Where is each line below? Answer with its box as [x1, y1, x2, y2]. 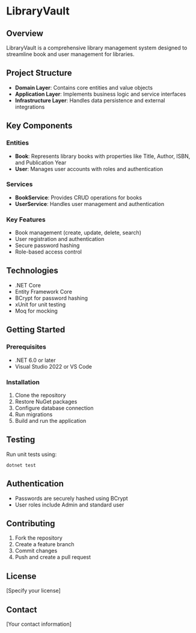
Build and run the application [14, 417, 87, 424]
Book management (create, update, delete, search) [14, 229, 142, 236]
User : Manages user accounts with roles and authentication [14, 165, 164, 172]
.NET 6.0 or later [14, 357, 56, 364]
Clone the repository [14, 391, 66, 399]
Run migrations [14, 411, 53, 418]
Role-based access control [14, 248, 82, 255]
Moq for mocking [14, 307, 58, 314]
